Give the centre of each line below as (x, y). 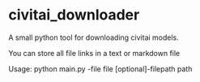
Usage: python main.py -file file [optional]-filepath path (100, 69)
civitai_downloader (74, 15)
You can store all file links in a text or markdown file (94, 53)
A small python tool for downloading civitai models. (94, 37)
